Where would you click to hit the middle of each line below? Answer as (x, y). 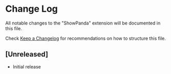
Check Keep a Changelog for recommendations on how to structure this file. (86, 38)
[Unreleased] (27, 54)
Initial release (27, 66)
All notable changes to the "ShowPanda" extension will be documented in (83, 23)
